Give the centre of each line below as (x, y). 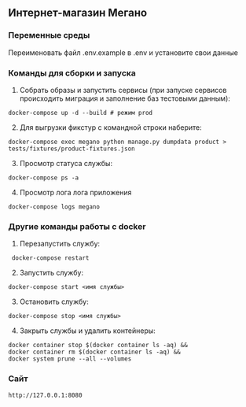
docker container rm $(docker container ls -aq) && (94, 352)
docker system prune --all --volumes (70, 359)
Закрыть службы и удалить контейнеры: (87, 331)
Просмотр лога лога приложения (75, 192)
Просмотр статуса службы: (66, 163)
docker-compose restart (50, 258)
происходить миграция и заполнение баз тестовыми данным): (125, 98)
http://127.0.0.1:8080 (45, 395)
